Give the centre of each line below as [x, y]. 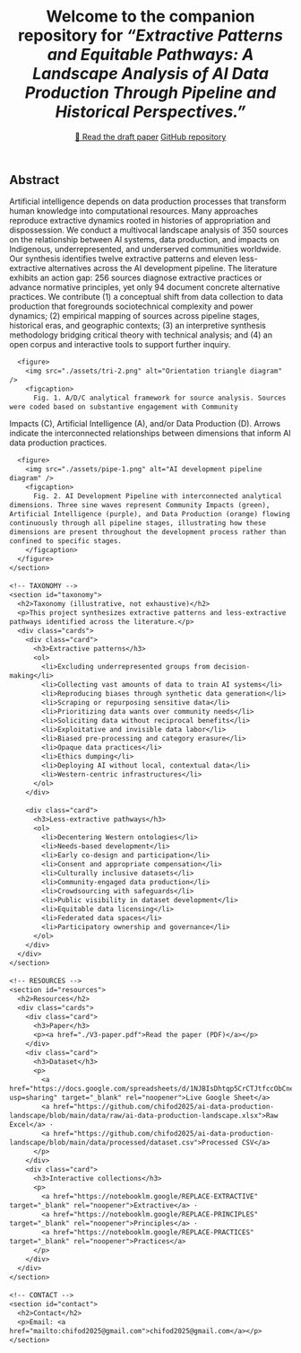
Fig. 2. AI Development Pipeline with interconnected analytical [157, 496]
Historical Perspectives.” [150, 112]
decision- [232, 667]
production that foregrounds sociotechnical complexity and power [131, 306]
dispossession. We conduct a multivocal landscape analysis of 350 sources [149, 230]
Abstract [34, 180]
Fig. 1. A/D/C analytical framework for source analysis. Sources [159, 398]
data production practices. [58, 443]
